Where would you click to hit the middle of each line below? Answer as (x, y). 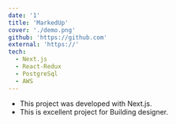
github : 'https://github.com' (58, 37)
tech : (17, 52)
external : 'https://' (44, 45)
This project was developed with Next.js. (86, 104)
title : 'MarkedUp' (38, 23)
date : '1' (24, 15)
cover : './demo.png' (42, 30)
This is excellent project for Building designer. (94, 111)
